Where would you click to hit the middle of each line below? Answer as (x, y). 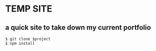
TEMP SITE (29, 9)
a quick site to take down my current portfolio (78, 28)
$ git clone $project (28, 39)
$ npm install (20, 43)
